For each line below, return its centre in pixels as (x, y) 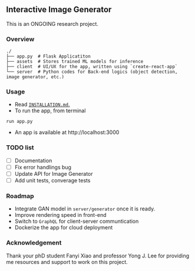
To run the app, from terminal (50, 111)
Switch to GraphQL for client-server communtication (77, 221)
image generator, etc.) (35, 77)
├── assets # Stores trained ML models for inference (75, 62)
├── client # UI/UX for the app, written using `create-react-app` (92, 67)
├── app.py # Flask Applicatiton (49, 56)
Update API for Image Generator (54, 173)
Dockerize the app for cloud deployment (64, 227)
